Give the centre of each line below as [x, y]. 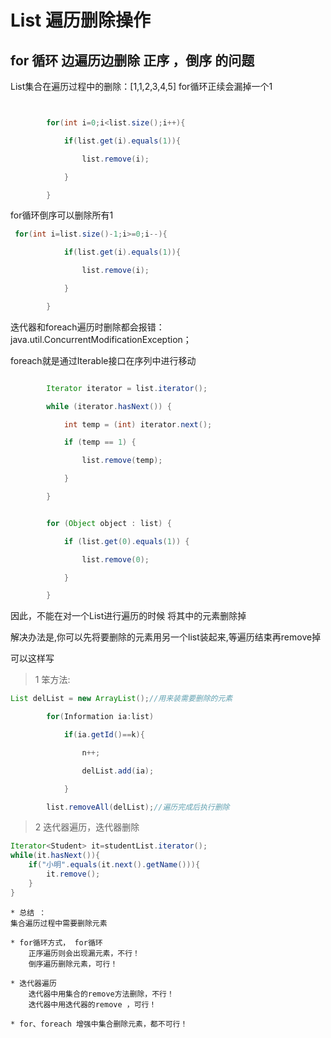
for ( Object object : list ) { [109, 523]
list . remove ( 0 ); [115, 559]
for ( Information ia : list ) [100, 717]
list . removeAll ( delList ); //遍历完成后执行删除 [138, 807]
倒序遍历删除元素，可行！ [73, 964]
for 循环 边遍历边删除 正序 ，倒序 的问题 [132, 60]
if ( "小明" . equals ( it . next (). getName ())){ [114, 865]
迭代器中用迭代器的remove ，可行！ [92, 1004]
